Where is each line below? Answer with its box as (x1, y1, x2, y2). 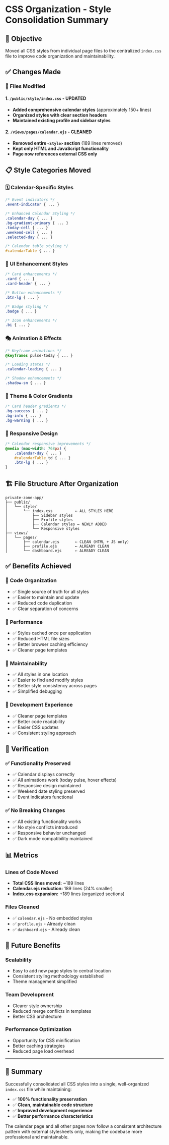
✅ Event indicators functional (12, 794, 73, 800)
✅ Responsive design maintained (12, 783, 81, 789)
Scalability (5, 956, 32, 963)
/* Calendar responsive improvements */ (5, 441, 92, 446)
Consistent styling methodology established (12, 973, 104, 979)
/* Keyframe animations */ (5, 348, 62, 353)
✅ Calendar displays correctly (12, 771, 75, 778)
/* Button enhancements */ (5, 290, 62, 296)
